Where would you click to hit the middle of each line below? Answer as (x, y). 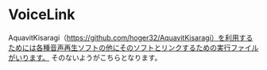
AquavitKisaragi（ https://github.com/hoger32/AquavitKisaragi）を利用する (131, 37)
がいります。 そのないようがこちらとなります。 (85, 57)
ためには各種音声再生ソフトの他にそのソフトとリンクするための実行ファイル (133, 47)
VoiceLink (42, 15)
